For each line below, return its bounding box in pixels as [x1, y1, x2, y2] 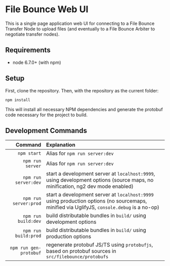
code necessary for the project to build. [5, 112, 88, 118]
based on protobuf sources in [46, 248, 116, 255]
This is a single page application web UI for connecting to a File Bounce [5, 20, 155, 26]
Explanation [46, 141, 76, 148]
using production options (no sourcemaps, [46, 197, 147, 205]
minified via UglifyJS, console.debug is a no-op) [46, 204, 159, 211]
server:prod [12, 201, 41, 207]
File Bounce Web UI [5, 4, 89, 15]
